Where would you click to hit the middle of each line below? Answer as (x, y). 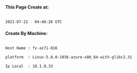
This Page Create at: (27, 7)
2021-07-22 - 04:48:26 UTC (34, 22)
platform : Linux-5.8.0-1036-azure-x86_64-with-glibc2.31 (69, 57)
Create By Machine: (27, 33)
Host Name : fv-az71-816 (31, 48)
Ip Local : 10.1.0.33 (29, 66)
